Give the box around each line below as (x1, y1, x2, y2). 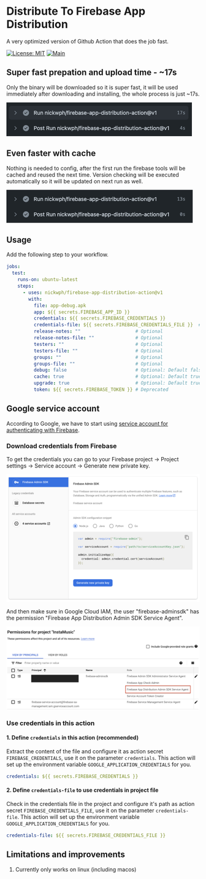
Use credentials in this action (6, 719, 95, 727)
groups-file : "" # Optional (33, 361, 164, 367)
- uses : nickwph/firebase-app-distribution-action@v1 (22, 290, 164, 296)
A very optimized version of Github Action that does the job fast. (6, 37, 169, 45)
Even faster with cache (6, 148, 96, 159)
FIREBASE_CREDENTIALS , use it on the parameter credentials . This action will (6, 754, 196, 761)
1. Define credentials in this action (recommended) (6, 734, 139, 742)
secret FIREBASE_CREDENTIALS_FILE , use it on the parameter (6, 807, 154, 814)
